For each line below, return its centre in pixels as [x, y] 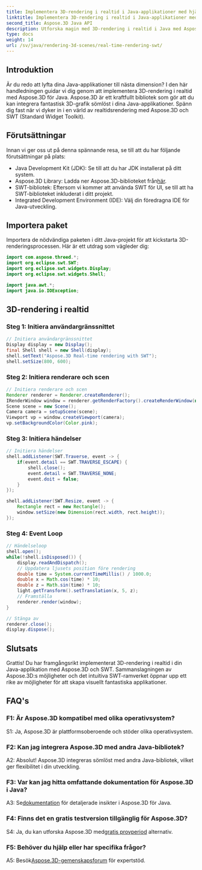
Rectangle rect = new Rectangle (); [62, 507]
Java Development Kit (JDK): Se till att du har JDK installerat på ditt [98, 168]
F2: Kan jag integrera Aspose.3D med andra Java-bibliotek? [95, 747]
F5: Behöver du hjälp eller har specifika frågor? [76, 847]
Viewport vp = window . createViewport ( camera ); [66, 418]
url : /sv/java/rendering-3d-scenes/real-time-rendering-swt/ [84, 46]
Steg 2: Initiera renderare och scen [58, 377]
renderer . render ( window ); [50, 602]
